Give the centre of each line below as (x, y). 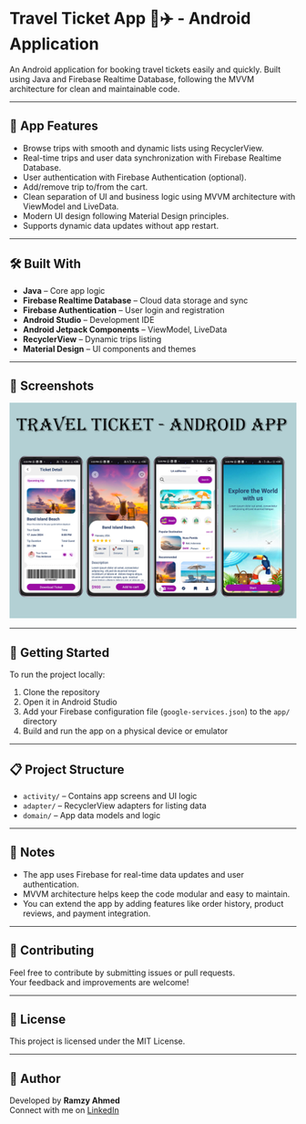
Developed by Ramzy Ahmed (65, 1100)
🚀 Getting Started (60, 653)
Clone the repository (61, 692)
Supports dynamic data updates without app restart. (121, 225)
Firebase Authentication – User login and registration (123, 310)
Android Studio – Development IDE (88, 319)
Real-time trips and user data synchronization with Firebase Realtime (152, 158)
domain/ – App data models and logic (92, 815)
